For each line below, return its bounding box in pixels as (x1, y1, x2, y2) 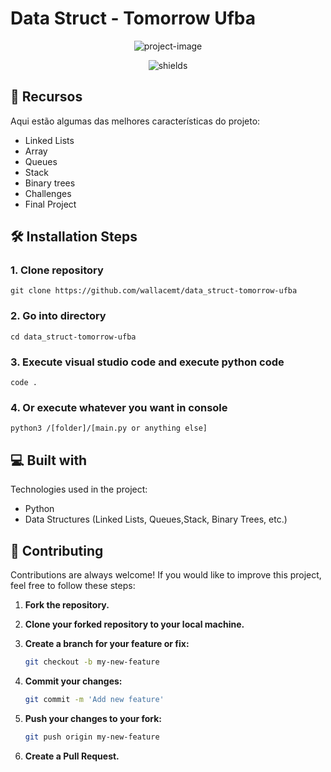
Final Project (24, 198, 77, 210)
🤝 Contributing (10, 542, 104, 559)
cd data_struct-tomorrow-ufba (10, 332, 137, 342)
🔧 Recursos (10, 88, 83, 106)
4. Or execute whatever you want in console (10, 400, 228, 414)
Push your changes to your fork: (24, 712, 163, 724)
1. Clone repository (10, 263, 104, 277)
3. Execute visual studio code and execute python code (10, 355, 285, 369)
